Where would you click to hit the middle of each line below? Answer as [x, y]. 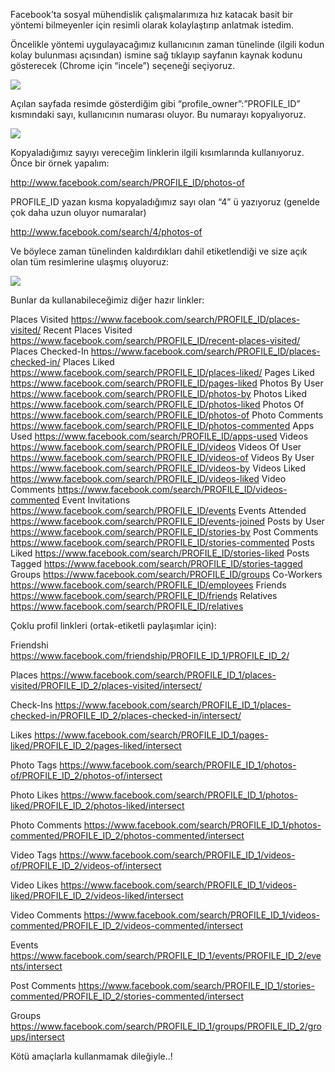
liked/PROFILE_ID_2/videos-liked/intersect [97, 895]
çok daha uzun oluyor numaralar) [78, 212]
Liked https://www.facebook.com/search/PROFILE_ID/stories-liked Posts [160, 553]
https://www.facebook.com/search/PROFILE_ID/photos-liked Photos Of [157, 404]
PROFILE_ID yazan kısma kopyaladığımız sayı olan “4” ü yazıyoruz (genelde [165, 202]
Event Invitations [96, 500]
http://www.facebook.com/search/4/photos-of [106, 232]
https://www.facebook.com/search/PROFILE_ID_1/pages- [151, 735]
